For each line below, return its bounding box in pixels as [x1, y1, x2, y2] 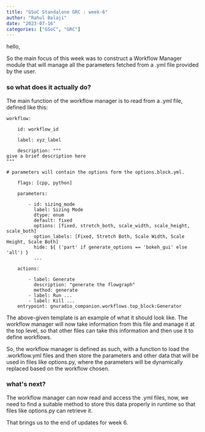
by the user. [6, 68, 37, 75]
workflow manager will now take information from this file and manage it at [6, 320, 195, 328]
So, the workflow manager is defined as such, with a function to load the [6, 345, 190, 352]
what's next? [6, 380, 46, 388]
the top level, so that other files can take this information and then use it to [6, 327, 194, 334]
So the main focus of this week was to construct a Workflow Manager [6, 55, 182, 62]
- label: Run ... [28, 292, 72, 298]
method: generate [33, 287, 78, 293]
